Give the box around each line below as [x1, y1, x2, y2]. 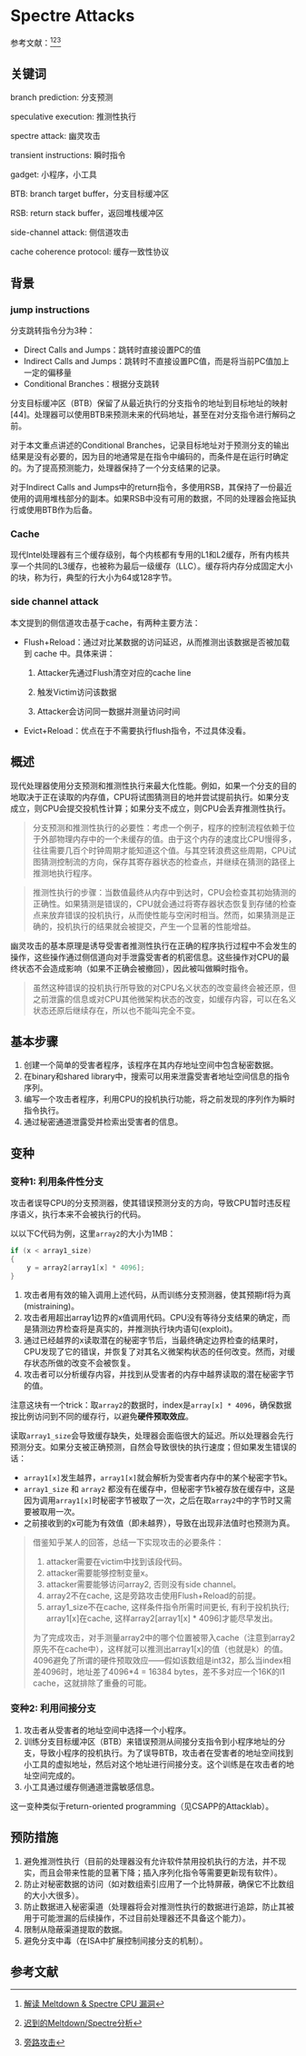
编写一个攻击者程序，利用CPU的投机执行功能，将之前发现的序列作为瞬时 [23, 1093, 296, 1104]
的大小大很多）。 [23, 1890, 84, 1901]
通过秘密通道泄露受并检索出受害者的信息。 [23, 1116, 183, 1127]
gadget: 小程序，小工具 [10, 169, 98, 180]
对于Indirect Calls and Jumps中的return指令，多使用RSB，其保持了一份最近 [10, 482, 293, 493]
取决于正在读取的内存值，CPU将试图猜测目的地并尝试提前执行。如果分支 [17, 791, 290, 802]
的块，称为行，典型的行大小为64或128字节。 [10, 572, 177, 583]
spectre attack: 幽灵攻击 [10, 131, 101, 142]
